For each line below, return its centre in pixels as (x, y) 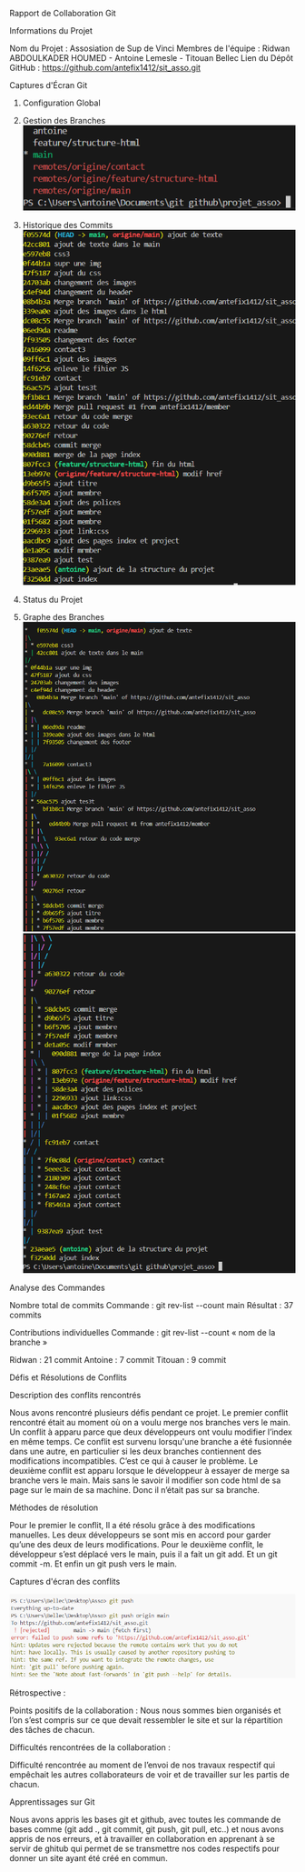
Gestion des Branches (64, 120)
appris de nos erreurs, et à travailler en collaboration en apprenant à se (142, 1838)
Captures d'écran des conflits (65, 1582)
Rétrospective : (38, 1692)
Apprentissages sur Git (52, 1802)
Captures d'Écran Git (49, 85)
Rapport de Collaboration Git (63, 13)
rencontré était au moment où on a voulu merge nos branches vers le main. (150, 1423)
